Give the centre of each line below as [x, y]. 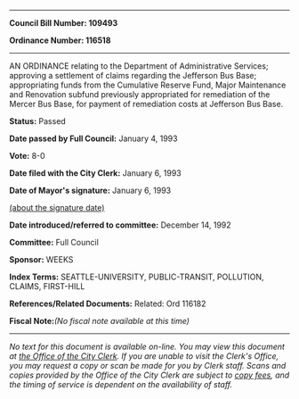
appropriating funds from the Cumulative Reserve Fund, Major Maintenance [148, 85]
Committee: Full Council [54, 242]
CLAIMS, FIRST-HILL [47, 286]
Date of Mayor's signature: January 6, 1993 [90, 190]
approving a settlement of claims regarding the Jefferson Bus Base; [133, 75]
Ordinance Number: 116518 [60, 40]
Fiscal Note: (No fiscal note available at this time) [99, 321]
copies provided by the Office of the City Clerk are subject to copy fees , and [149, 375]
